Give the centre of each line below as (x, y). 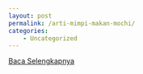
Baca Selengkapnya (42, 61)
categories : (28, 31)
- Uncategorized (50, 38)
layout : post (30, 16)
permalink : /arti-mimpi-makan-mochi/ (72, 23)
